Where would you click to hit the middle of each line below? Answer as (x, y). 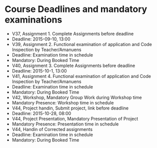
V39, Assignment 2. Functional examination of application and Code (82, 44)
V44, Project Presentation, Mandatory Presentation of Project (75, 118)
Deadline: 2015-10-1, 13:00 (39, 70)
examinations (33, 20)
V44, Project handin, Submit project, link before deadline (70, 108)
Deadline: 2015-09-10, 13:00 (41, 39)
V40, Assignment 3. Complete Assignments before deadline (73, 65)
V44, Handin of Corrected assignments (52, 129)
